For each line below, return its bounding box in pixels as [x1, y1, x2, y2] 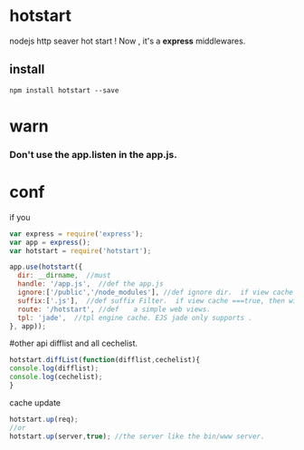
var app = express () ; [9, 238, 91, 247]
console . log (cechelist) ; [9, 373, 103, 382]
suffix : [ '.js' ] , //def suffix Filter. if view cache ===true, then [17, 296, 285, 305]
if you [9, 211, 31, 222]
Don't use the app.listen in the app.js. [9, 148, 178, 161]
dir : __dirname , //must [17, 271, 111, 280]
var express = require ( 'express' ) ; [9, 229, 144, 239]
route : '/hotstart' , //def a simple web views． [17, 305, 214, 314]
